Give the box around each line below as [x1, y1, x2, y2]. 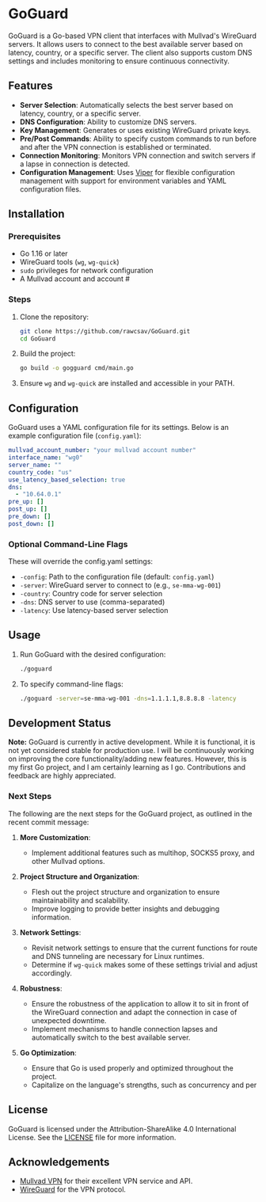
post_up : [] [8, 505, 47, 513]
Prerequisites [8, 231, 61, 242]
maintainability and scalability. [31, 896, 130, 905]
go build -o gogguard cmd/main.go [19, 364, 134, 372]
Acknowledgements [8, 1155, 110, 1169]
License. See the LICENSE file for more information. [8, 1132, 177, 1142]
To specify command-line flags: [19, 679, 124, 689]
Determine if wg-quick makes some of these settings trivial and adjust [31, 960, 258, 969]
